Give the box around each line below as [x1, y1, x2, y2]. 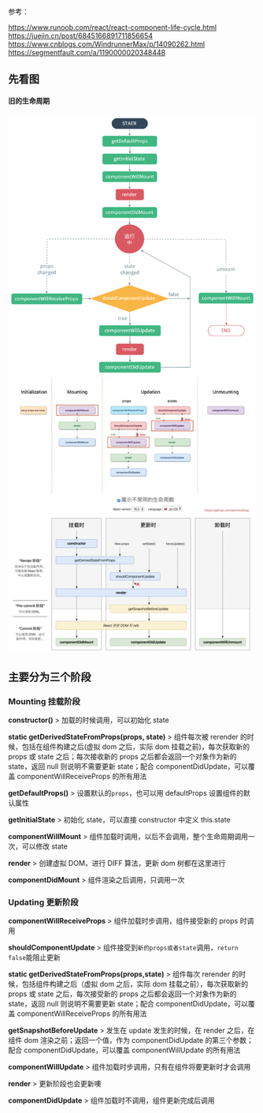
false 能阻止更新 [8, 953, 61, 962]
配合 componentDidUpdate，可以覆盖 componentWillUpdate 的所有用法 [8, 1045, 241, 1055]
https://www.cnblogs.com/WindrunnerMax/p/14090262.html [8, 39, 206, 49]
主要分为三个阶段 [8, 670, 91, 684]
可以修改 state [21, 841, 69, 851]
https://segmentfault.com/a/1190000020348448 [8, 48, 166, 57]
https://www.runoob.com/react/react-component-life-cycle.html [8, 23, 217, 32]
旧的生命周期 [8, 96, 50, 105]
